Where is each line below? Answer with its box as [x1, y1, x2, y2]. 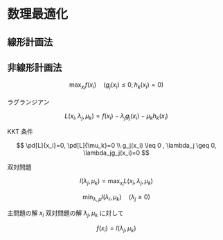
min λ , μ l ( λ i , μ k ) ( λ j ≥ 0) [82, 193, 150, 203]
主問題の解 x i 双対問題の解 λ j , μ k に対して [7, 209, 124, 219]
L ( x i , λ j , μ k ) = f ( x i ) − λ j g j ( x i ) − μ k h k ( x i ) [64, 112, 168, 121]
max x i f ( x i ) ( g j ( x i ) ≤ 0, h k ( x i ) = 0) [69, 80, 164, 92]
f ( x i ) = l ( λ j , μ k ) [96, 224, 136, 234]
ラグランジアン [7, 98, 50, 106]
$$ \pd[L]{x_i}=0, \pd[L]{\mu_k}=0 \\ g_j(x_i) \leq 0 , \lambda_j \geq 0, [16, 142, 217, 150]
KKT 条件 [7, 128, 33, 136]
